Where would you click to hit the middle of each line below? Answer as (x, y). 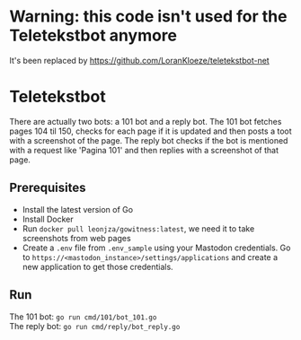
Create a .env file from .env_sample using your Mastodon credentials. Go (156, 248)
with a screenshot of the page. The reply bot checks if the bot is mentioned (149, 140)
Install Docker (48, 219)
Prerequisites (48, 188)
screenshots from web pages (77, 238)
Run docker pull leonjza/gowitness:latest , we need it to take (138, 228)
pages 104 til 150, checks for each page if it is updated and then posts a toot (150, 131)
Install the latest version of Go (77, 209)
